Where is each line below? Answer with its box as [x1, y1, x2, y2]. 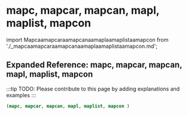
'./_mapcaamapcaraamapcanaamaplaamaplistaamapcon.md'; [6, 43, 157, 50]
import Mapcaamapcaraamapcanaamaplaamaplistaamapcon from [6, 36, 169, 43]
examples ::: [6, 91, 37, 99]
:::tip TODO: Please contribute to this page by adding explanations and [6, 85, 180, 92]
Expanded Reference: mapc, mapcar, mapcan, [6, 60, 183, 70]
